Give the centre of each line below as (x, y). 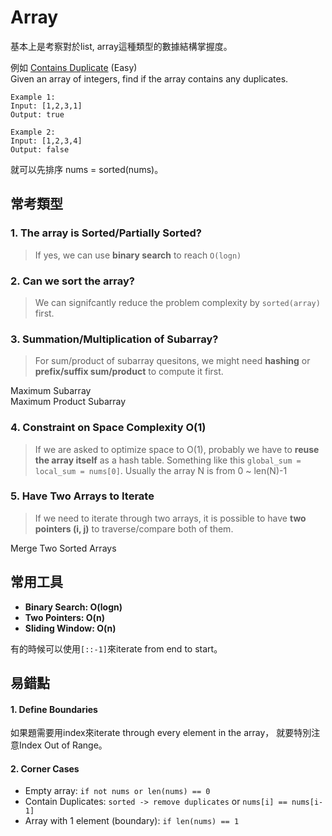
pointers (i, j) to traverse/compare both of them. (134, 528)
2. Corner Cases (45, 768)
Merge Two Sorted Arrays (63, 548)
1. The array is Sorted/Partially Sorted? (106, 233)
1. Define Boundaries (54, 709)
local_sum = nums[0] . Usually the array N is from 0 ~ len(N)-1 (161, 470)
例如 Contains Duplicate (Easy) (74, 67)
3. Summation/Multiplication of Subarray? (114, 339)
